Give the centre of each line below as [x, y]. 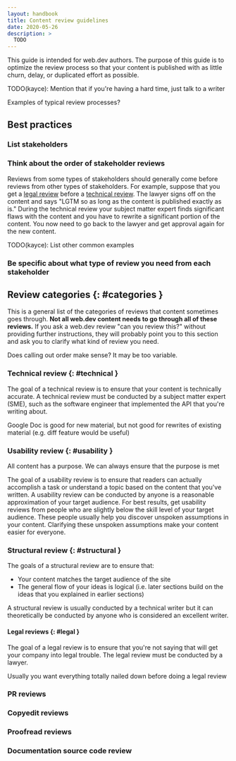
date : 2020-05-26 [33, 27]
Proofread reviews [39, 732]
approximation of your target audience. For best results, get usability [107, 502]
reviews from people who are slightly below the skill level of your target [111, 510]
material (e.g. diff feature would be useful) [69, 432]
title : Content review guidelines [58, 20]
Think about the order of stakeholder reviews [86, 163]
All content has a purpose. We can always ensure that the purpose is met [113, 466]
